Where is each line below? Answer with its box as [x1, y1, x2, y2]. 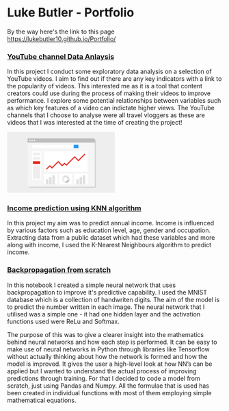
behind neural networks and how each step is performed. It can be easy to [7, 338, 217, 346]
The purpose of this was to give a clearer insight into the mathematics [7, 330, 204, 338]
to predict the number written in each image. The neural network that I [7, 303, 205, 311]
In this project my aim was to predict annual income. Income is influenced [7, 219, 215, 227]
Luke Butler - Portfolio [7, 5, 135, 21]
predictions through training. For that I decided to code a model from [7, 374, 200, 382]
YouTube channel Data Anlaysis [7, 51, 115, 61]
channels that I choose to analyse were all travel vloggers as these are [7, 111, 205, 119]
